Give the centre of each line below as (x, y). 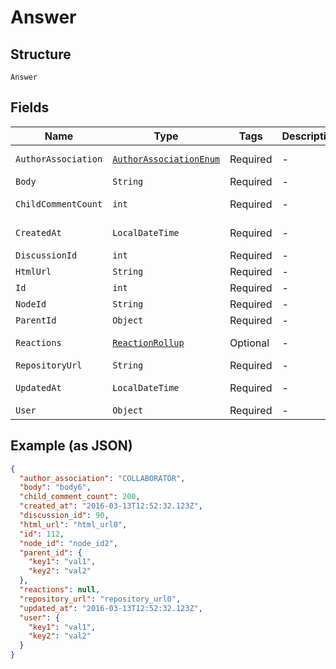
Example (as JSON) (71, 446)
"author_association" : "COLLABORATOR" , (102, 478)
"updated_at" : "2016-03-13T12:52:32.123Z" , (111, 608)
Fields (30, 107)
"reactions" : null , (60, 590)
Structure (41, 54)
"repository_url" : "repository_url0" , (100, 599)
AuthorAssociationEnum (166, 159)
